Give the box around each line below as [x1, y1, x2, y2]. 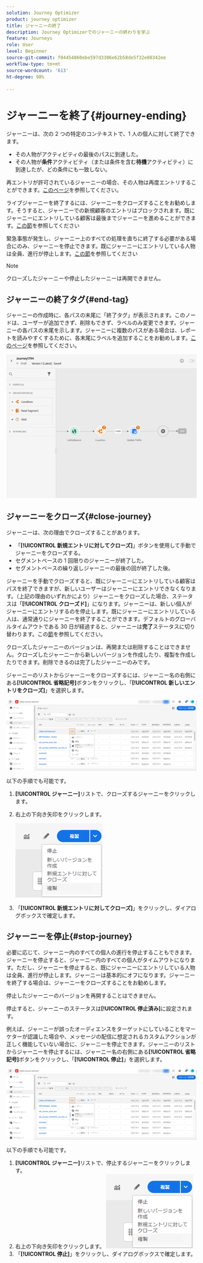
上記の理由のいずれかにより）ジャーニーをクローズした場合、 [19, 592, 172, 600]
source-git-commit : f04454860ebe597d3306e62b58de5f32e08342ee [6, 55, 166, 61]
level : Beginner [6, 49, 47, 55]
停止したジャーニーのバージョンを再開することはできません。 [6, 992, 159, 999]
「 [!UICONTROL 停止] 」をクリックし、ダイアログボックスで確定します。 [14, 1250, 196, 1258]
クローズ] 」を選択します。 [22, 686, 88, 694]
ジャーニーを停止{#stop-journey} [6, 932, 133, 942]
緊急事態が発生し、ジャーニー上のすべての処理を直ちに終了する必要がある [6, 235, 191, 242]
